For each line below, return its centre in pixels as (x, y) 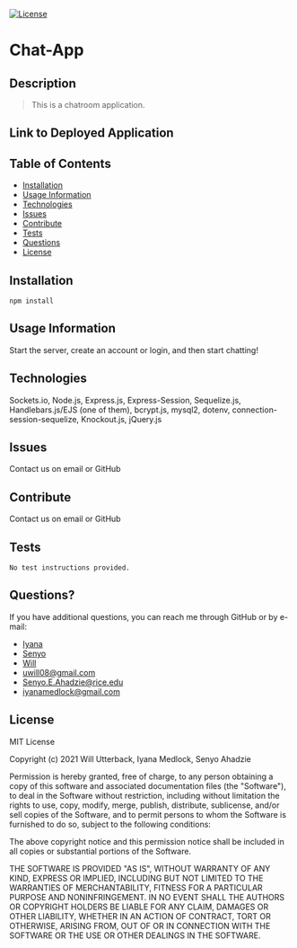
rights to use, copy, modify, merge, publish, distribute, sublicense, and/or (144, 805)
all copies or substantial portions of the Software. (100, 851)
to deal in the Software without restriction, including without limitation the (144, 795)
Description (43, 83)
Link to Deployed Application (92, 133)
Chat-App (47, 50)
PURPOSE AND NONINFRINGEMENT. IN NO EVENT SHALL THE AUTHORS (147, 897)
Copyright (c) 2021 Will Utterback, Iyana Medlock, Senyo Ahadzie (130, 758)
